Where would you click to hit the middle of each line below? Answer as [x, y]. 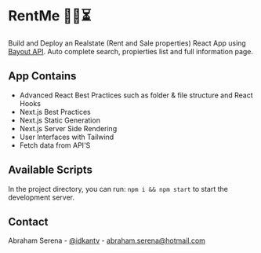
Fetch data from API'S [55, 145]
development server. [42, 197]
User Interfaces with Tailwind [67, 137]
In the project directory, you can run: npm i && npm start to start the [118, 189]
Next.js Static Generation [60, 120]
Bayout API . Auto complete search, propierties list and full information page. [130, 51]
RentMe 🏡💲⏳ [50, 16]
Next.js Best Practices [55, 112]
